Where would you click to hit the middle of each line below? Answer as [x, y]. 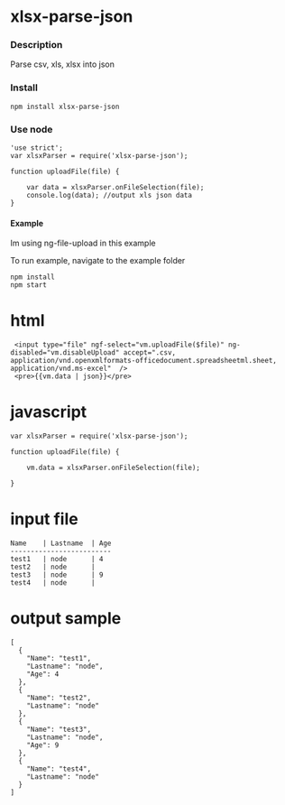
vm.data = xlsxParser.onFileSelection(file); [114, 468]
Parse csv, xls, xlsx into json [63, 64]
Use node [32, 129]
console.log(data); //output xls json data [110, 196]
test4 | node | [53, 583]
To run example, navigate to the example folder [98, 261]
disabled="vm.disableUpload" [65, 353]
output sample [66, 619]
